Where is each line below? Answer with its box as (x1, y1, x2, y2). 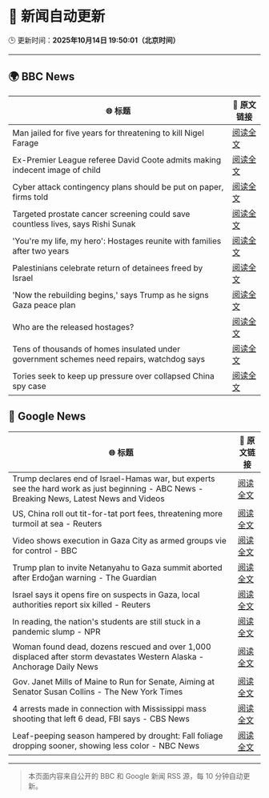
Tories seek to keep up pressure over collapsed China (12, 370, 215, 381)
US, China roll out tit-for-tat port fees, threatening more (12, 507, 223, 519)
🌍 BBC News (8, 70, 75, 84)
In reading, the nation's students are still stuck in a (12, 616, 201, 627)
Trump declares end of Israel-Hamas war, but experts (12, 473, 215, 484)
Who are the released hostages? (12, 321, 134, 332)
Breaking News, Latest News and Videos (12, 493, 166, 504)
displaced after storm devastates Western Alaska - (12, 651, 204, 662)
